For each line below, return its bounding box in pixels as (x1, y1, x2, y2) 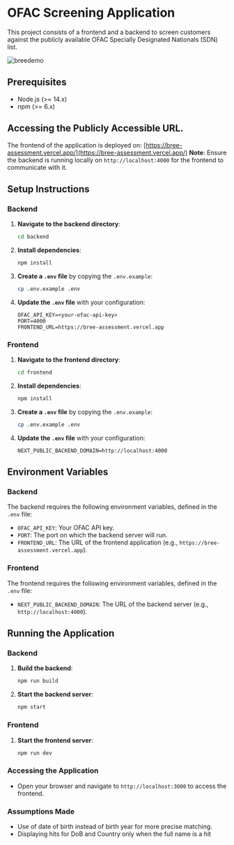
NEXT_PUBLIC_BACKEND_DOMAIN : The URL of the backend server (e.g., (17, 600, 209, 608)
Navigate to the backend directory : (17, 220, 120, 228)
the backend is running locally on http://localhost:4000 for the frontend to (7, 155, 224, 164)
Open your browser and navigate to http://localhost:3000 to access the (17, 782, 227, 790)
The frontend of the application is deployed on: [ (7, 141, 146, 149)
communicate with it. (7, 163, 68, 171)
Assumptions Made (7, 806, 75, 816)
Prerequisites (7, 77, 67, 88)
